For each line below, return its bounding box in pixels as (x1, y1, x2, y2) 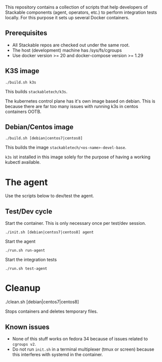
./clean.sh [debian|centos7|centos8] (5, 299, 79, 305)
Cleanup (5, 283, 41, 294)
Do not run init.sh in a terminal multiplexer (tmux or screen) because (12, 346, 155, 352)
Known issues (5, 323, 50, 331)
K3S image (5, 67, 40, 75)
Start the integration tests (5, 256, 57, 263)
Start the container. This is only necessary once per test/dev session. (5, 220, 147, 226)
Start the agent (5, 239, 36, 245)
